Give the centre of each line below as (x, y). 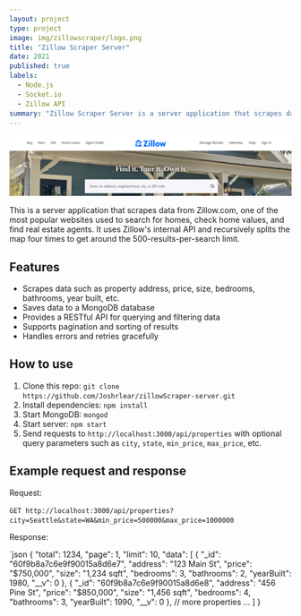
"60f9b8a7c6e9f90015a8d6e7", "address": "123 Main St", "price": (131, 563)
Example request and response (98, 471)
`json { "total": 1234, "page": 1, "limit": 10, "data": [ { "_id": (115, 554)
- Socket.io (40, 94)
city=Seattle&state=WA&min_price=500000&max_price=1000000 (122, 520)
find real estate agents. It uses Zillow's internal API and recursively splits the (150, 229)
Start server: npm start (64, 423)
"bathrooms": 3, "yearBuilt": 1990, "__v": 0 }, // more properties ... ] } (135, 602)
